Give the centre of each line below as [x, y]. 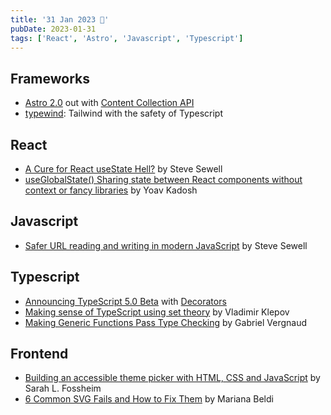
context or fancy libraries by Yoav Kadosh [111, 190]
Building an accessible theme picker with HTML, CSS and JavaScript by [172, 378]
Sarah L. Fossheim [63, 388]
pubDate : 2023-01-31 [53, 29]
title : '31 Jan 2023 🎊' [60, 19]
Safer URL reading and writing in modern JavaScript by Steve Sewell [166, 245]
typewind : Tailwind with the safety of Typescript [124, 113]
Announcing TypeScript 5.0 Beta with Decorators [125, 301]
